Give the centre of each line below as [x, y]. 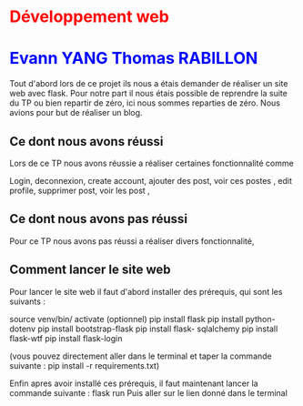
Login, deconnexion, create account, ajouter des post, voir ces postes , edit [151, 180]
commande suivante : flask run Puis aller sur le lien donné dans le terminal [149, 392]
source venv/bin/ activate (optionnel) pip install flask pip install [126, 319]
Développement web [90, 17]
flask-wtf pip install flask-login [66, 338]
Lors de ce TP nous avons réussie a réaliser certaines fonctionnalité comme [151, 163]
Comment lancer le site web [90, 270]
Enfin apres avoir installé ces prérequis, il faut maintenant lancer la [134, 383]
